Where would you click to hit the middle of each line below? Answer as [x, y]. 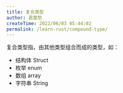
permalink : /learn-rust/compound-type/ [57, 29]
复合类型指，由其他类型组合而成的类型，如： [63, 47]
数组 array [28, 76]
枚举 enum [28, 68]
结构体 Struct [32, 60]
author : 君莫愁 [24, 18]
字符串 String [32, 83]
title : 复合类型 [25, 12]
